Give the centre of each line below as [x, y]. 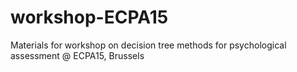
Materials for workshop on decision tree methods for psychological [148, 45]
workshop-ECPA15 [89, 17]
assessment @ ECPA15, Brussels [77, 55]
